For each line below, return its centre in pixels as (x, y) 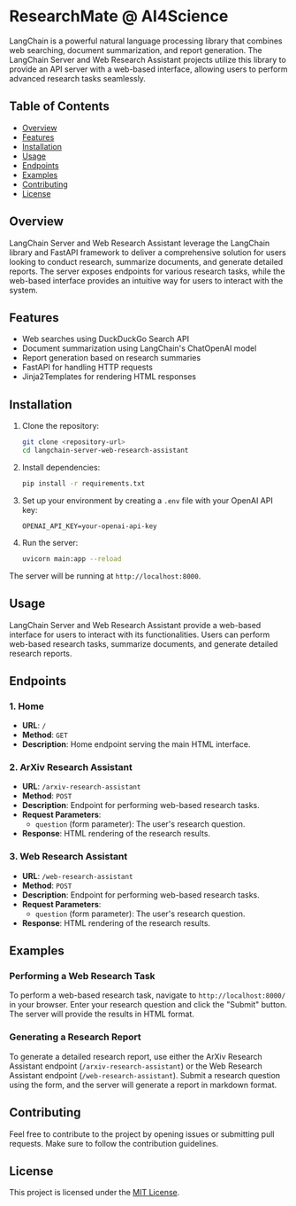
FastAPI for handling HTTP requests (87, 367)
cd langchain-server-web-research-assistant (105, 451)
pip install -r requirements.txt (83, 483)
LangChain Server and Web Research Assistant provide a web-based (135, 625)
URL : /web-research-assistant (77, 875)
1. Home (27, 706)
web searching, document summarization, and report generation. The (136, 50)
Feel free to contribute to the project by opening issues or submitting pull (142, 1134)
